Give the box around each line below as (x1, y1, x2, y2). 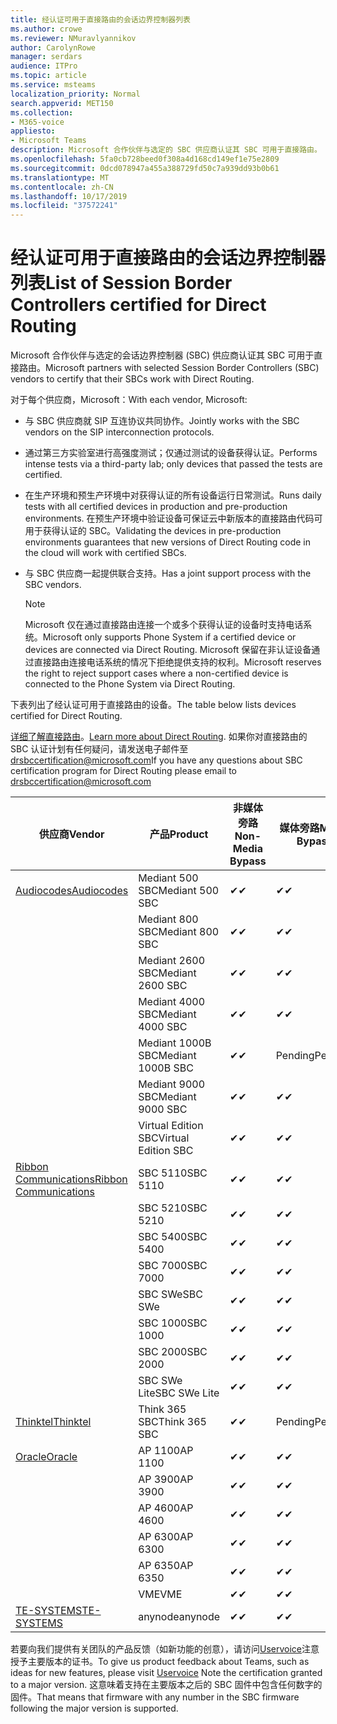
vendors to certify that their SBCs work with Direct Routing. (10, 373, 255, 385)
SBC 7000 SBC (138, 1259, 208, 1273)
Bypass (229, 854, 267, 868)
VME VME (138, 1587, 183, 1601)
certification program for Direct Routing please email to (10, 765, 237, 777)
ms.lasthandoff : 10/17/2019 (10, 191, 128, 201)
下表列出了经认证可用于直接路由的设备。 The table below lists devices (10, 699, 297, 711)
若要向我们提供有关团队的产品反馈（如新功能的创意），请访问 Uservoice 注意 (10, 1643, 320, 1655)
